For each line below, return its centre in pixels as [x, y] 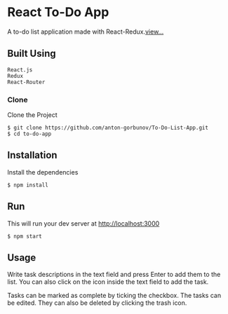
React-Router [26, 82]
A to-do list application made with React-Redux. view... [86, 32]
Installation [32, 155]
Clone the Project [32, 115]
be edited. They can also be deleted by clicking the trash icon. [97, 303]
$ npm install [28, 185]
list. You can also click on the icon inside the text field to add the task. [108, 282]
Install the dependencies [43, 172]
